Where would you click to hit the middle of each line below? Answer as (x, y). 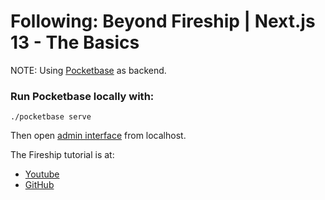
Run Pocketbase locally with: (82, 96)
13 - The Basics (75, 42)
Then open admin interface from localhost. (98, 136)
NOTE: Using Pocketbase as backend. (88, 70)
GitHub (39, 185)
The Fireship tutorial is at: (62, 155)
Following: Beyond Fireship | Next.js (163, 21)
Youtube (42, 174)
